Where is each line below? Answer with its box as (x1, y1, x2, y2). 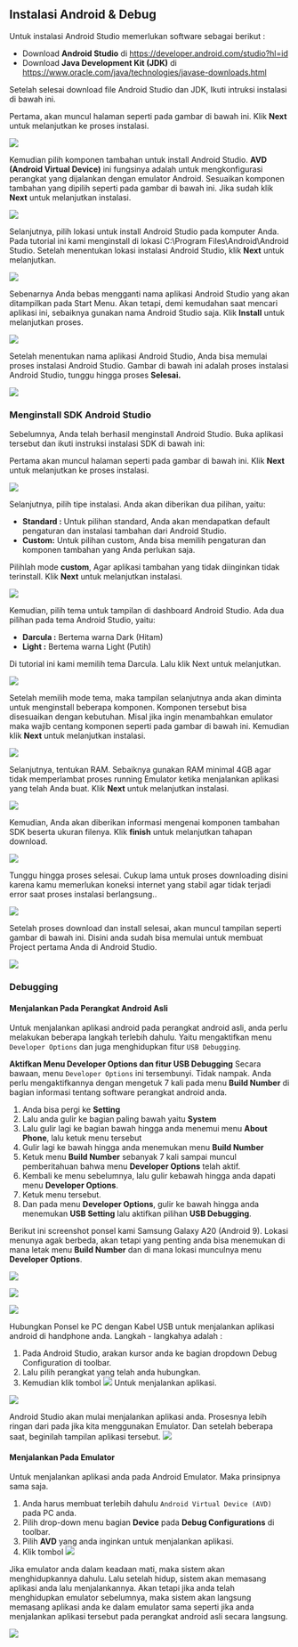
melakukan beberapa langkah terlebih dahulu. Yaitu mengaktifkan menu (9, 1032, 273, 1043)
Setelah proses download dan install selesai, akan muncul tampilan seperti (9, 923, 282, 934)
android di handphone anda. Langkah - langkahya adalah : (9, 1331, 222, 1342)
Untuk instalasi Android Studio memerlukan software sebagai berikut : (9, 30, 266, 41)
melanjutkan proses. (9, 316, 84, 328)
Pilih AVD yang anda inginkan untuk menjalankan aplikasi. (21, 1536, 234, 1547)
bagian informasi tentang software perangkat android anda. (9, 1087, 228, 1098)
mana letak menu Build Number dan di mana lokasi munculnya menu (9, 1245, 262, 1255)
